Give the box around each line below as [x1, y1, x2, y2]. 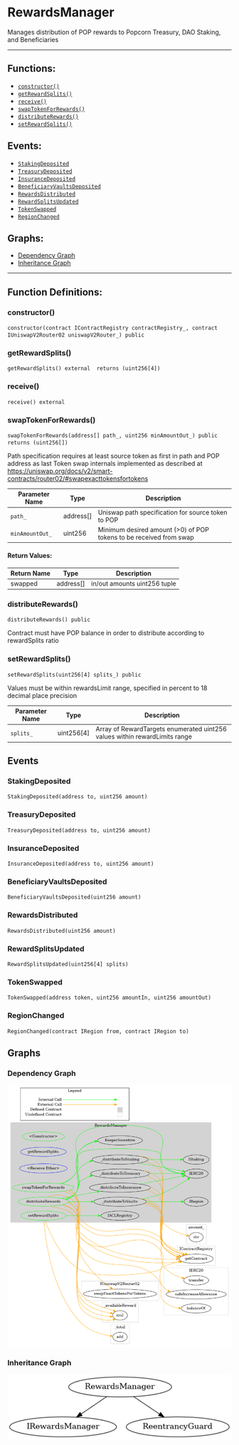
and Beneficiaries [7, 35, 59, 43]
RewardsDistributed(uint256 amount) [7, 927, 116, 934]
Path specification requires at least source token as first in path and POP [7, 451, 220, 460]
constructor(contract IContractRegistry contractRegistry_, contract [7, 324, 218, 332]
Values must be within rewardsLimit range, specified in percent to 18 [7, 684, 208, 692]
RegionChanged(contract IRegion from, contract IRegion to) [7, 1027, 190, 1035]
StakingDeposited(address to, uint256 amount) [7, 793, 148, 800]
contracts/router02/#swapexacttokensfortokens [7, 474, 149, 482]
